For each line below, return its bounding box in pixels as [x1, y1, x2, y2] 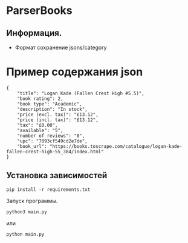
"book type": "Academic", [17, 101, 83, 107]
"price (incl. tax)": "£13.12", [17, 116, 99, 123]
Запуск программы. [6, 197, 58, 204]
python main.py [6, 231, 45, 237]
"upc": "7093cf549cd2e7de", [17, 138, 88, 144]
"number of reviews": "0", [17, 133, 85, 139]
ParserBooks [6, 4, 73, 18]
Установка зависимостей [6, 170, 108, 181]
